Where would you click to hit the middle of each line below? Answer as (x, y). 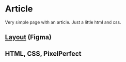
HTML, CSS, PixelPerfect (43, 54)
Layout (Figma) (28, 37)
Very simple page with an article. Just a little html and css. (63, 22)
